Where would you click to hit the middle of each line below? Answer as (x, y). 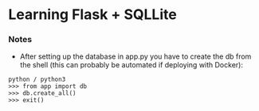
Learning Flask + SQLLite (92, 15)
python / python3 (37, 80)
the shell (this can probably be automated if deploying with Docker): (131, 65)
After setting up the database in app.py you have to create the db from (135, 56)
